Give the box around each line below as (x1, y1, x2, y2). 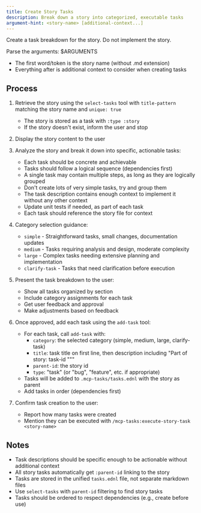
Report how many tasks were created (23, 411, 117, 418)
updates (23, 239, 44, 247)
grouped (23, 178, 46, 185)
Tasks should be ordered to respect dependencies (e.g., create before (14, 494, 189, 501)
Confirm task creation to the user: (14, 400, 99, 407)
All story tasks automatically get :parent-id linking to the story (14, 469, 170, 476)
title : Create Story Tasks (6, 8, 74, 15)
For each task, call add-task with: (23, 331, 106, 338)
